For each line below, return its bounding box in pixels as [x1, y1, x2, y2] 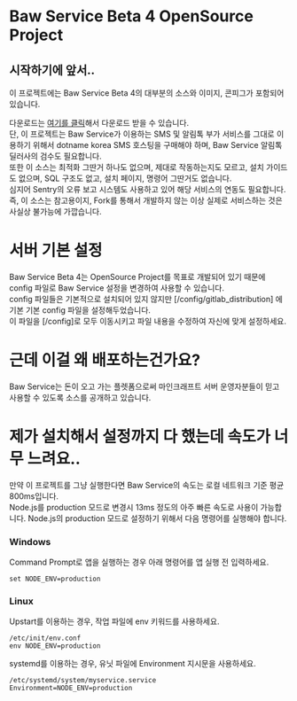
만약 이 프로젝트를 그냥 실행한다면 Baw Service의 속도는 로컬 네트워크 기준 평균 [9, 479, 285, 490]
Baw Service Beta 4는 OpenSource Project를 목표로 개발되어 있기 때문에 [9, 271, 266, 282]
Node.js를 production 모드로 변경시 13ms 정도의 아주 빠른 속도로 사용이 [9, 502, 259, 512]
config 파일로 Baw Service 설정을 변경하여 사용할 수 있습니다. [9, 282, 224, 293]
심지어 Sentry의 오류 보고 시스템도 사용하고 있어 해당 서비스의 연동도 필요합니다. [9, 184, 286, 194]
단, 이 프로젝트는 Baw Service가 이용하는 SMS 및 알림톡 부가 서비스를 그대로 [9, 129, 275, 139]
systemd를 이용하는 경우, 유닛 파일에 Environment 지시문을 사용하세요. [9, 658, 256, 669]
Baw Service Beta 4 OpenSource [9, 6, 254, 27]
